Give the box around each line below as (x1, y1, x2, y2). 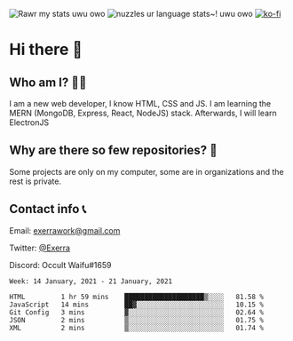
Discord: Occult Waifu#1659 (9, 259, 112, 270)
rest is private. (9, 176, 62, 186)
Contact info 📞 (9, 202, 87, 217)
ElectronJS (9, 117, 50, 128)
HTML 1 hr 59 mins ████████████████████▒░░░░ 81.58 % (9, 292, 265, 301)
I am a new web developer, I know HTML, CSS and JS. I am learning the (9, 99, 272, 108)
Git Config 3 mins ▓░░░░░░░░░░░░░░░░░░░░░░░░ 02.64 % (9, 307, 265, 317)
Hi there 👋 (9, 40, 83, 59)
